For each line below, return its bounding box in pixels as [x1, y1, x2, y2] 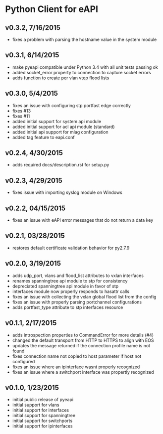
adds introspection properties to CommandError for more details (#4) [12, 332, 154, 338]
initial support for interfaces [12, 407, 69, 413]
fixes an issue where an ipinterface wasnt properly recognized [12, 364, 140, 370]
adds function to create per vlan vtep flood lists [12, 75, 109, 81]
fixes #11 [12, 113, 30, 119]
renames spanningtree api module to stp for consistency [12, 278, 128, 284]
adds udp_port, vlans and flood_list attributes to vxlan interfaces [12, 273, 144, 279]
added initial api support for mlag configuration [12, 129, 109, 135]
